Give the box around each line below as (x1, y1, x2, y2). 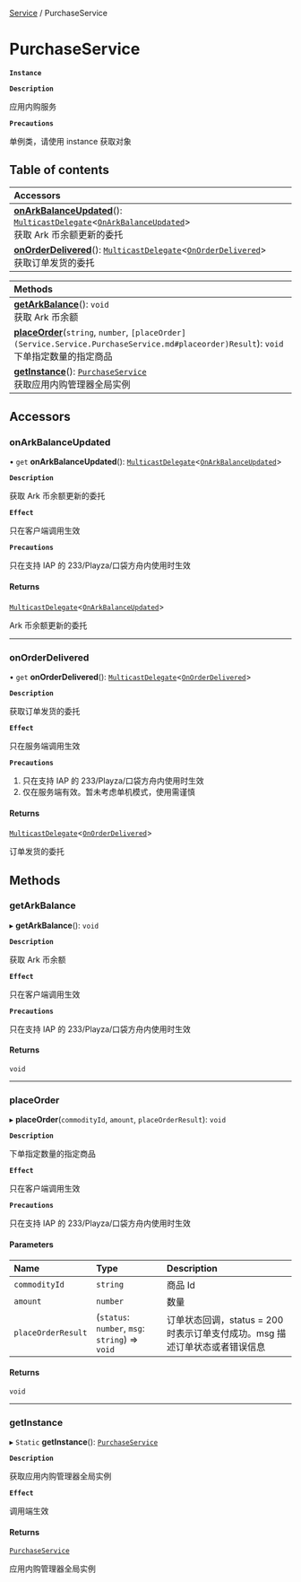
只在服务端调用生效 (9, 740, 81, 751)
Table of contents (9, 162, 109, 178)
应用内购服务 (9, 101, 56, 111)
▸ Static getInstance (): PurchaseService (9, 1437, 159, 1447)
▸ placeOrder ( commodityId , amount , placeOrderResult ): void (9, 1114, 227, 1125)
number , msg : (95, 1322, 145, 1334)
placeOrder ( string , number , (13, 326, 129, 338)
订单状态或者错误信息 (176, 1341, 266, 1353)
